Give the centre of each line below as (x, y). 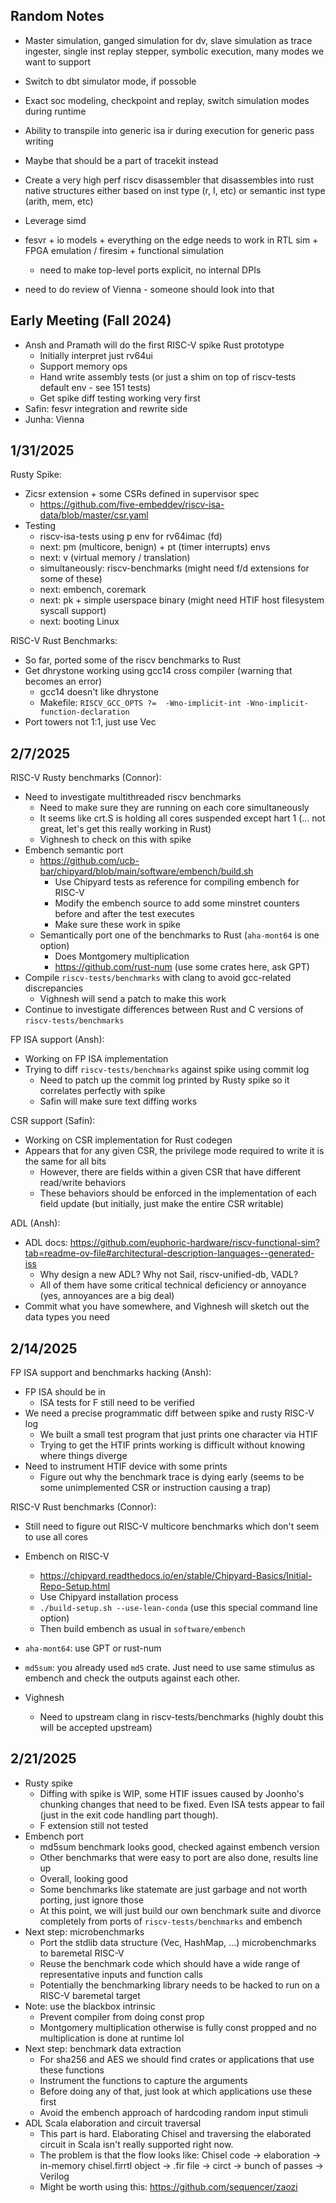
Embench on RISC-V (67, 1556)
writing (39, 141)
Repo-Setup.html (75, 1586)
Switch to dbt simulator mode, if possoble (110, 81)
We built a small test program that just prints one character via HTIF (179, 1435)
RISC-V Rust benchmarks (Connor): (83, 1507)
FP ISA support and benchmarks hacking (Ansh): (111, 1373)
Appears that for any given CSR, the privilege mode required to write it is (174, 1151)
